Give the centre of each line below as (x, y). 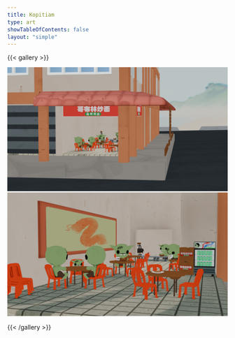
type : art (22, 22)
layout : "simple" (33, 37)
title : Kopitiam (31, 15)
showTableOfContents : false (48, 29)
